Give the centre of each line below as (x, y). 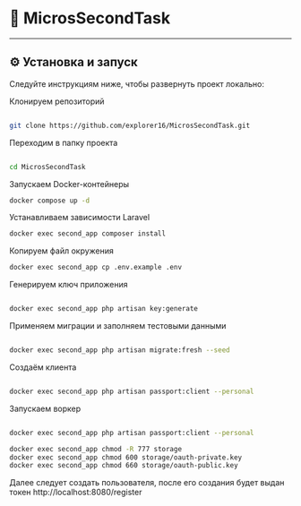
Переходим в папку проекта (64, 142)
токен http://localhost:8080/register (76, 493)
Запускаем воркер (45, 408)
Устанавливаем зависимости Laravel (80, 218)
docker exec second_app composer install (88, 234)
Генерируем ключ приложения (69, 285)
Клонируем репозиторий (57, 101)
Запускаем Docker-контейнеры (69, 184)
